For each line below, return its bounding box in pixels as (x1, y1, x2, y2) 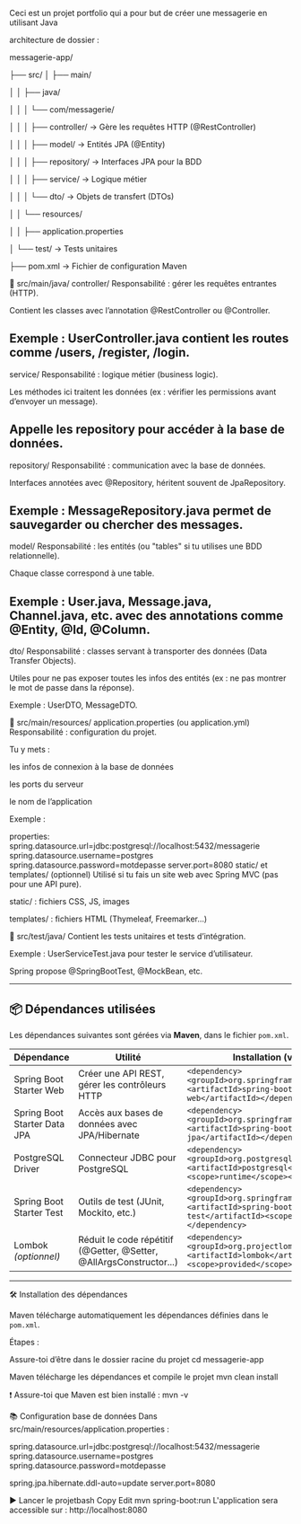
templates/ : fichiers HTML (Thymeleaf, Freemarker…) (9, 913, 208, 924)
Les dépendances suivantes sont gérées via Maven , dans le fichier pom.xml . (9, 1030, 289, 1041)
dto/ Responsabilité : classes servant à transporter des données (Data (9, 646, 267, 656)
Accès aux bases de (77, 1106, 164, 1119)
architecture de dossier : (9, 35, 100, 45)
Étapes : (9, 1337, 40, 1348)
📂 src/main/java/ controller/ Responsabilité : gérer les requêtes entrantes (9, 278, 278, 288)
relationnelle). (9, 551, 60, 561)
